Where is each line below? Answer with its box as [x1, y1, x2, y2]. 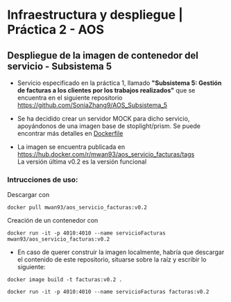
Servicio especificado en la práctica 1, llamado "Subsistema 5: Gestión [17, 79, 222, 87]
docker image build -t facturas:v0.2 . [7, 276, 123, 283]
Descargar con [7, 191, 50, 199]
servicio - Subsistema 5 [7, 60, 112, 72]
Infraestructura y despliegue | [7, 7, 184, 23]
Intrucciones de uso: [7, 175, 78, 184]
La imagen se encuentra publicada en [17, 143, 126, 151]
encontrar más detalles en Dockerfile [17, 129, 123, 137]
